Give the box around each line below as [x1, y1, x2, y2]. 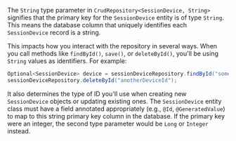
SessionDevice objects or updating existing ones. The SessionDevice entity [7, 97, 222, 105]
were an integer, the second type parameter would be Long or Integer [7, 119, 209, 128]
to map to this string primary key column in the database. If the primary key [7, 112, 225, 120]
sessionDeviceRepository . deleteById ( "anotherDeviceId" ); [7, 76, 178, 83]
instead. [7, 126, 31, 135]
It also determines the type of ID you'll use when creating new [7, 89, 188, 98]
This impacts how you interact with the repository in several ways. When [7, 42, 218, 50]
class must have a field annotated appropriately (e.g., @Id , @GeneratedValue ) [7, 105, 226, 113]
